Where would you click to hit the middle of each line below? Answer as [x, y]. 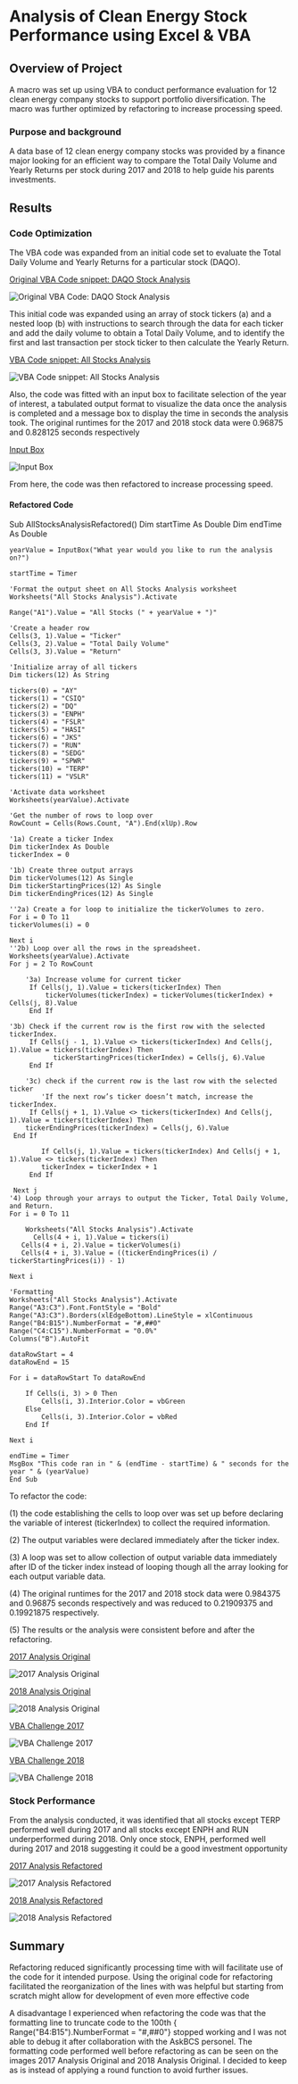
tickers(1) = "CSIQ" [48, 699]
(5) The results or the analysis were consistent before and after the [132, 1630]
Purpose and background [66, 131]
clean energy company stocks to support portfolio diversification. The [137, 99]
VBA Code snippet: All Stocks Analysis [80, 360]
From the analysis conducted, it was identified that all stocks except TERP [145, 1820]
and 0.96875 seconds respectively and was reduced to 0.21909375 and [141, 1603]
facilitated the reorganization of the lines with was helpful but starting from [146, 1987]
